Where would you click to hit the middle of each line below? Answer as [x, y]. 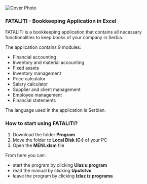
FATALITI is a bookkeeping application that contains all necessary [73, 32]
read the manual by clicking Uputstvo [52, 170]
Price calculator [29, 79]
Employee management [37, 95]
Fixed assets [26, 68]
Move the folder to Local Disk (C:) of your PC [60, 140]
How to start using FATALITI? [42, 124]
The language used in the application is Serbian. [56, 110]
